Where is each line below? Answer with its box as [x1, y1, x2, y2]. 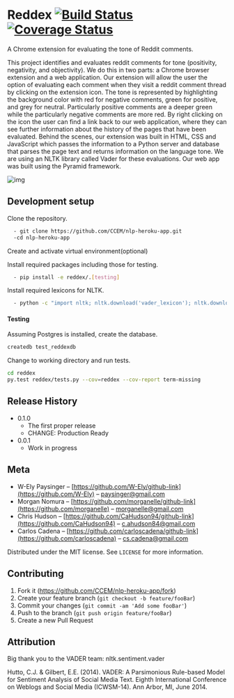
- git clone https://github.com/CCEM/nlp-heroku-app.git [13, 227, 182, 235]
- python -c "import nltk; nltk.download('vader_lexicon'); [13, 300, 192, 307]
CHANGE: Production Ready [27, 428, 109, 437]
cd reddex [7, 370, 36, 377]
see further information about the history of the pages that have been [7, 125, 207, 133]
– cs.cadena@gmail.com [118, 534, 189, 543]
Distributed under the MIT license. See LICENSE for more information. [7, 548, 204, 556]
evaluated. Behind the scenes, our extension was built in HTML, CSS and [7, 132, 217, 141]
